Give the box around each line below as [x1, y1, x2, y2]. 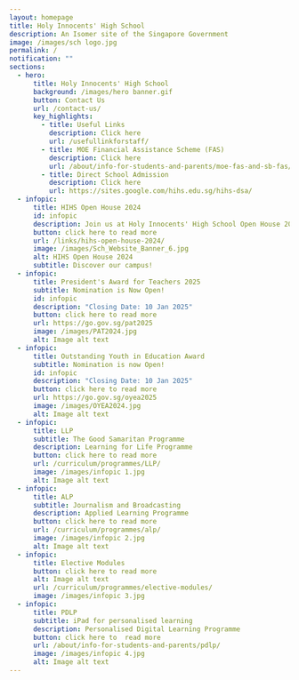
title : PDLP [32, 608, 77, 617]
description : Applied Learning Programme [32, 508, 190, 518]
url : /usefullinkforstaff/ [48, 137, 149, 146]
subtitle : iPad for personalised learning [32, 616, 193, 625]
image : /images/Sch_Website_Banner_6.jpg [32, 244, 190, 253]
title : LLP [32, 426, 74, 436]
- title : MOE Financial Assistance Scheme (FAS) [41, 145, 225, 154]
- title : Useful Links [41, 121, 125, 130]
